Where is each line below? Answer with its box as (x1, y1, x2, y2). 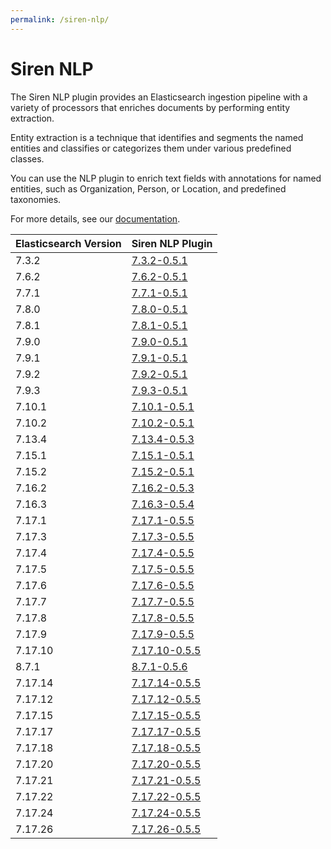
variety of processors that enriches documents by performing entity (10, 101, 291, 113)
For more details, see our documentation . (10, 212, 181, 225)
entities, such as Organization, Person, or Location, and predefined (10, 182, 287, 195)
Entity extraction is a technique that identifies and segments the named (10, 131, 304, 143)
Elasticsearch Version (15, 236, 122, 250)
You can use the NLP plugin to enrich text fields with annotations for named (10, 172, 322, 184)
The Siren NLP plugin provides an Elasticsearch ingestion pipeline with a (10, 91, 308, 103)
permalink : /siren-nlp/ (10, 14, 110, 25)
